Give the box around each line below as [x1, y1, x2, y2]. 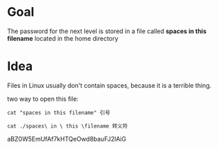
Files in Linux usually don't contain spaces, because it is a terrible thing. [7, 81, 212, 90]
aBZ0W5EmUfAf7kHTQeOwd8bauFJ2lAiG [7, 135, 126, 143]
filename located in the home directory [7, 34, 119, 42]
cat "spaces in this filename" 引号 [7, 109, 110, 116]
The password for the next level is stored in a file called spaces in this [7, 27, 207, 35]
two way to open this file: [7, 95, 79, 103]
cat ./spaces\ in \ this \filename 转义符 [7, 122, 128, 130]
